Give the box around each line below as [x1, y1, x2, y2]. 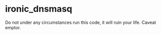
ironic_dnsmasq [5, 3, 73, 15]
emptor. [5, 24, 21, 30]
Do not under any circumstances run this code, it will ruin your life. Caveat [5, 19, 156, 25]
